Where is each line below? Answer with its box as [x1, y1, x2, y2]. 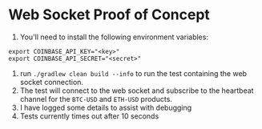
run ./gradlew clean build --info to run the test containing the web [19, 68, 247, 78]
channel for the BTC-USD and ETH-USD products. [19, 94, 172, 103]
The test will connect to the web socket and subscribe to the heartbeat [19, 86, 254, 95]
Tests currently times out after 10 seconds [19, 111, 159, 121]
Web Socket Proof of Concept [8, 6, 211, 24]
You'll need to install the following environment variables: [19, 32, 208, 42]
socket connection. [19, 77, 84, 87]
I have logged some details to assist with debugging [19, 103, 192, 112]
